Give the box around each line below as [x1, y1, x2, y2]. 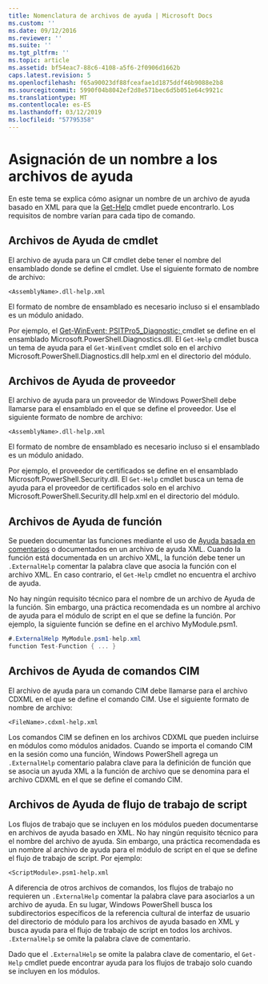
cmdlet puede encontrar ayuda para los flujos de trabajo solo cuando [24, 958, 253, 967]
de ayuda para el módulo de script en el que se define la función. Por [8, 611, 236, 621]
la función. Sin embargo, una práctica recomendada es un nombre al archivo [8, 602, 261, 612]
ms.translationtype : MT [8, 94, 88, 102]
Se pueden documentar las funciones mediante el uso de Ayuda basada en [8, 536, 256, 546]
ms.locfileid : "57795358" [8, 116, 94, 124]
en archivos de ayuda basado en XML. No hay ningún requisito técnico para [8, 827, 258, 837]
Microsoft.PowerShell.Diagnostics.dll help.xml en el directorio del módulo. [8, 351, 252, 361]
